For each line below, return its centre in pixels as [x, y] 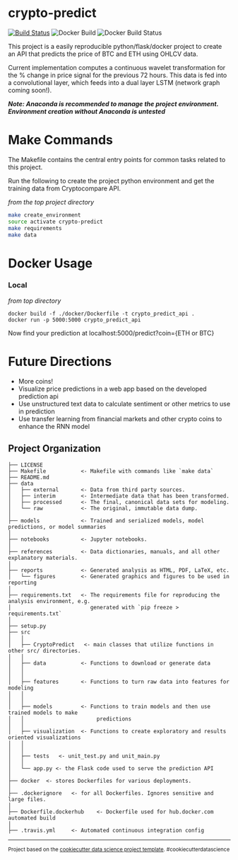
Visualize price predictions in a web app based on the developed [112, 389]
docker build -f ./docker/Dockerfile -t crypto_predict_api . [101, 314]
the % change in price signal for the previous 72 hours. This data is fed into [118, 75]
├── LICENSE [25, 465]
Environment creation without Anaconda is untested [87, 111]
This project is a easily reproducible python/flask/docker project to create [115, 46]
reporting [23, 583]
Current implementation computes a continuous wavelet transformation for [117, 67]
